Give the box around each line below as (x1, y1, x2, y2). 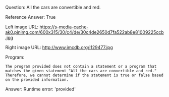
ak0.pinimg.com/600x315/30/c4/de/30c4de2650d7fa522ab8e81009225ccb (5, 29, 164, 35)
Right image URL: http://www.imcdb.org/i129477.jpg (5, 44, 114, 50)
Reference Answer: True (5, 14, 56, 20)
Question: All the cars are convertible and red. (5, 5, 101, 10)
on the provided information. (5, 77, 69, 82)
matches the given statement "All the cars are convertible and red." (5, 68, 157, 73)
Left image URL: (5, 24, 39, 30)
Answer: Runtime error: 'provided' (5, 86, 76, 92)
